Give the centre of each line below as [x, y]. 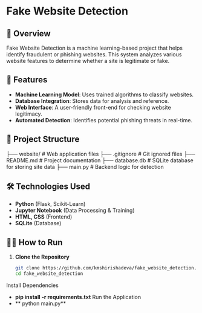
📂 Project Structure [43, 140]
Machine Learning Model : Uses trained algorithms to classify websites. [104, 94]
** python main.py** [41, 303]
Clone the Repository [42, 257]
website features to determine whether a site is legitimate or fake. [88, 61]
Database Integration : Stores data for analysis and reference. [92, 100]
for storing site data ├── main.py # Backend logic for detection [85, 166]
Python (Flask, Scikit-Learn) [50, 204]
